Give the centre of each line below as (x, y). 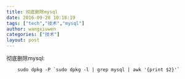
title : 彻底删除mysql (32, 12)
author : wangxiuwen (31, 29)
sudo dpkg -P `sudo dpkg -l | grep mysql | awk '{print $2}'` (99, 70)
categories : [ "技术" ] (33, 35)
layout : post (23, 40)
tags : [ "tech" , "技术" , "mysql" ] (45, 23)
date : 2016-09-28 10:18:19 (41, 18)
